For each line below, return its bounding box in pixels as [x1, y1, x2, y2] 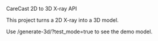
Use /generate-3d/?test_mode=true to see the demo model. [6, 28, 153, 35]
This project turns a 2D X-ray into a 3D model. [6, 17, 119, 23]
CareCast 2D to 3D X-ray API [6, 5, 77, 12]
